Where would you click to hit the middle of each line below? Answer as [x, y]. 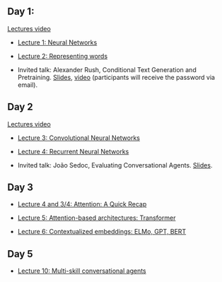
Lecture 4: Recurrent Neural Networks [73, 151]
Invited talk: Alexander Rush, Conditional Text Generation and [107, 69]
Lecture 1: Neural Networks [57, 42]
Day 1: [21, 12]
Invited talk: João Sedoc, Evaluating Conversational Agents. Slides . [115, 165]
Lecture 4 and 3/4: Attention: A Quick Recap [82, 204]
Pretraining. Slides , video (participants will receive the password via [116, 77]
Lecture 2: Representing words [63, 56]
